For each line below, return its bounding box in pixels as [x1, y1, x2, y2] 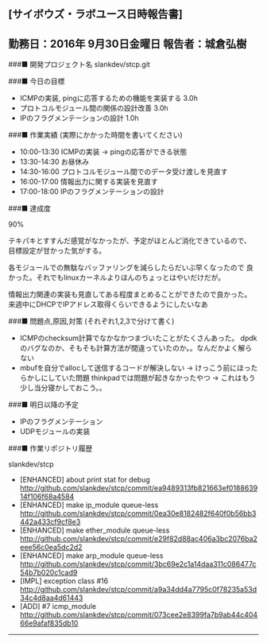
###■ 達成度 [8, 203, 52, 213]
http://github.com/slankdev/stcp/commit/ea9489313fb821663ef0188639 [19, 483, 258, 493]
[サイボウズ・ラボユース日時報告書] [8, 7, 183, 21]
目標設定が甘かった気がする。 [8, 246, 106, 256]
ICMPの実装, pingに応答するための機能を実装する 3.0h [19, 94, 199, 103]
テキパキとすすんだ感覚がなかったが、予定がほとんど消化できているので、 [8, 236, 252, 246]
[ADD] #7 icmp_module [19, 602, 97, 611]
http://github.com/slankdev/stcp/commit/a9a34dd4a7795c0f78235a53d [19, 585, 257, 595]
